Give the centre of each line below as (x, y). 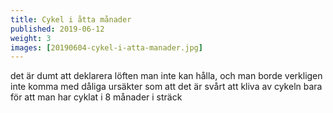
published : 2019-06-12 (57, 29)
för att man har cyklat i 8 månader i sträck (96, 97)
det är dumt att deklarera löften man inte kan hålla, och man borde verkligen (166, 76)
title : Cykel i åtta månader (71, 19)
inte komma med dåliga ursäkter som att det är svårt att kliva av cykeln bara (166, 87)
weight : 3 (31, 38)
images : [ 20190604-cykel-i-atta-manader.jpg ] (106, 47)
